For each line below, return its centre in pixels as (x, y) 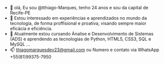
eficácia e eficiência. (31, 29)
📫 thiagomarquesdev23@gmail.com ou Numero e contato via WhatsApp (84, 50)
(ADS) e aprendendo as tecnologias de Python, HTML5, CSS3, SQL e (81, 39)
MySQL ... (20, 44)
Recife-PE (20, 13)
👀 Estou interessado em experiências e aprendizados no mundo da (78, 18)
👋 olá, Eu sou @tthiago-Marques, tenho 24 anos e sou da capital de (79, 8)
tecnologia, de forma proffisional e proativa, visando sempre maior (78, 23)
